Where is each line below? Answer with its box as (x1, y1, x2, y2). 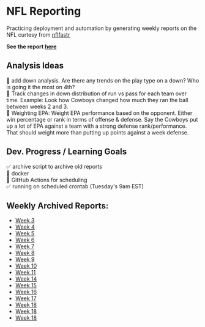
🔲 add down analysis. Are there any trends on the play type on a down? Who (6, 76, 199, 84)
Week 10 (15, 262, 37, 270)
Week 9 (15, 255, 35, 263)
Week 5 (15, 230, 35, 237)
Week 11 (15, 269, 36, 276)
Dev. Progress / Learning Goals (6, 147, 127, 157)
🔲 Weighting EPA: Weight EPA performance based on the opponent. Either (6, 109, 193, 117)
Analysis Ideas (6, 61, 64, 71)
